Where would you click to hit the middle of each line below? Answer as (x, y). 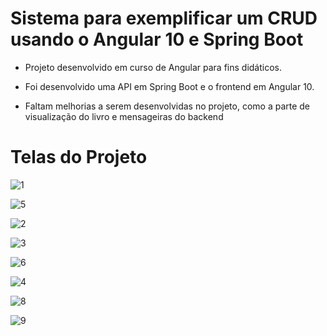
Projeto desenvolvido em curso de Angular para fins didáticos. (153, 67)
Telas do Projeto (79, 157)
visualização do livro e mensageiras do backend (124, 116)
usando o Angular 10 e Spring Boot (157, 39)
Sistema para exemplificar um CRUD (164, 18)
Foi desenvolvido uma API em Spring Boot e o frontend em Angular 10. (169, 86)
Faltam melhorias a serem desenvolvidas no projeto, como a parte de (167, 106)
